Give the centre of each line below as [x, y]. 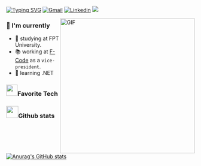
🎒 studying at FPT [37, 38]
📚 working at [31, 52]
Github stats [36, 116]
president [27, 67]
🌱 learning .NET [34, 73]
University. [28, 45]
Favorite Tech [38, 94]
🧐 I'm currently [28, 25]
